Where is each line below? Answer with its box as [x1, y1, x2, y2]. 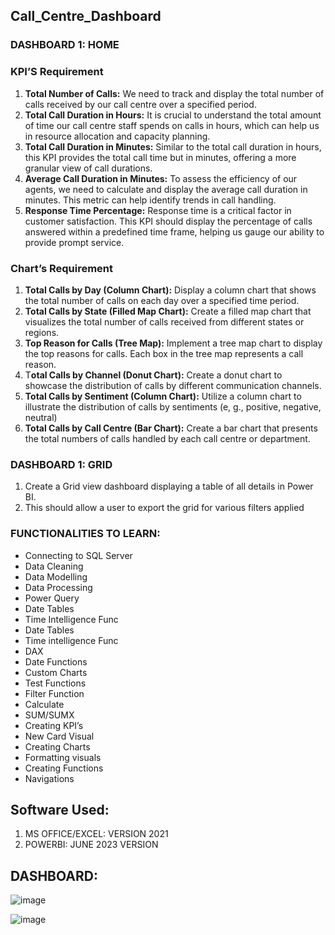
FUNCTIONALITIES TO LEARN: [10, 527, 161, 541]
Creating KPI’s [24, 719, 84, 731]
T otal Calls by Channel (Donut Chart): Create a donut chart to [24, 369, 283, 381]
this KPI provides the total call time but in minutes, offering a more [24, 151, 297, 163]
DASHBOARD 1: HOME [10, 38, 120, 52]
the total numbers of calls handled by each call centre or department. [24, 432, 311, 444]
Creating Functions [24, 762, 104, 774]
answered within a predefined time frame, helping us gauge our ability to [24, 225, 325, 238]
